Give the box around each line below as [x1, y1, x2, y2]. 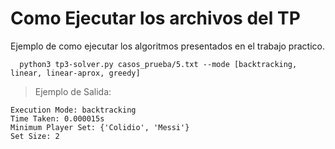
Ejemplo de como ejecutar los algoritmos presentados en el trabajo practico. [10, 40, 325, 52]
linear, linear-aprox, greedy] [10, 68, 141, 78]
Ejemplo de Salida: [34, 85, 112, 97]
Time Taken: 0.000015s [10, 113, 105, 124]
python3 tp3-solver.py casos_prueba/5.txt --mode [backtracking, [19, 59, 298, 69]
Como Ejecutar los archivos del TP [10, 7, 301, 30]
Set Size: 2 [10, 131, 60, 141]
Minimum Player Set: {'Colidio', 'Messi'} [10, 122, 190, 132]
